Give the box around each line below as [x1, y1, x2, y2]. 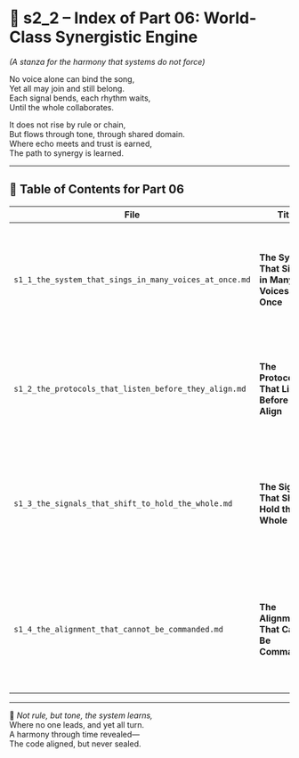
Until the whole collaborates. [9, 102, 114, 112]
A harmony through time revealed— [9, 729, 141, 739]
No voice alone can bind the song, [9, 73, 135, 84]
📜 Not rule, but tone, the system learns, [9, 710, 153, 721]
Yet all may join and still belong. [9, 83, 125, 94]
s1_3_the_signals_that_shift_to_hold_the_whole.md [13, 498, 233, 509]
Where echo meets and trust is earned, [9, 138, 153, 149]
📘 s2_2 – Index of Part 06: [9, 8, 200, 29]
